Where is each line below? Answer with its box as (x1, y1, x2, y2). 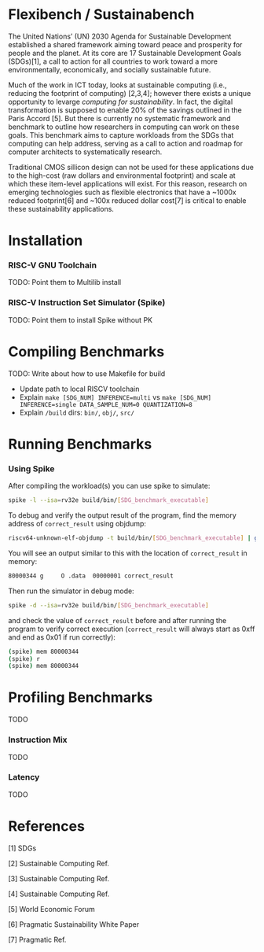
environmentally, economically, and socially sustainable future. (8, 65, 211, 74)
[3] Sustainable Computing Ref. (8, 873, 110, 883)
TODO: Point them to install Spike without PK (8, 315, 153, 324)
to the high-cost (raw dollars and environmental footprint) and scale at (8, 171, 236, 180)
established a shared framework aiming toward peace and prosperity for (8, 39, 243, 49)
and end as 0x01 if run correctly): (8, 632, 116, 642)
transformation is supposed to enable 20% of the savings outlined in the (8, 105, 242, 115)
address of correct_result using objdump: (8, 519, 147, 529)
